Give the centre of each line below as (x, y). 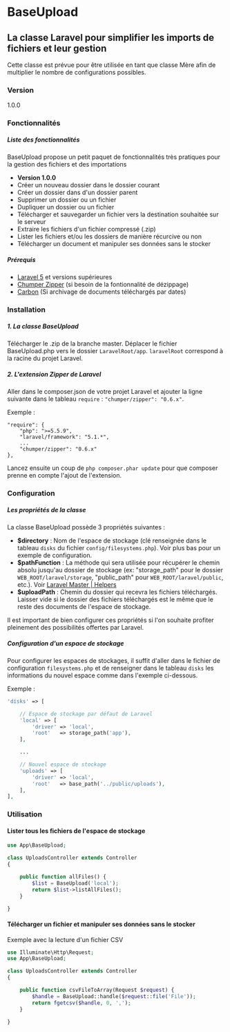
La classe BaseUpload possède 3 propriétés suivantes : (86, 527)
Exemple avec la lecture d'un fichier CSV (65, 939)
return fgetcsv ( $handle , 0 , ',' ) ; (82, 1003)
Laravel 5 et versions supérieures (65, 277)
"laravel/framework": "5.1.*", (65, 437)
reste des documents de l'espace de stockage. (84, 606)
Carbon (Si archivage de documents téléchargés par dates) (102, 292)
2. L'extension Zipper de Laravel (54, 374)
